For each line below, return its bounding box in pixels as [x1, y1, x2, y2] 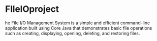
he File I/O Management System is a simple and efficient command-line [5, 20, 150, 26]
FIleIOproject [5, 3, 59, 15]
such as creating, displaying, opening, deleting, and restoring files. [5, 30, 140, 36]
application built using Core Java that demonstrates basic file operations [5, 25, 153, 31]
